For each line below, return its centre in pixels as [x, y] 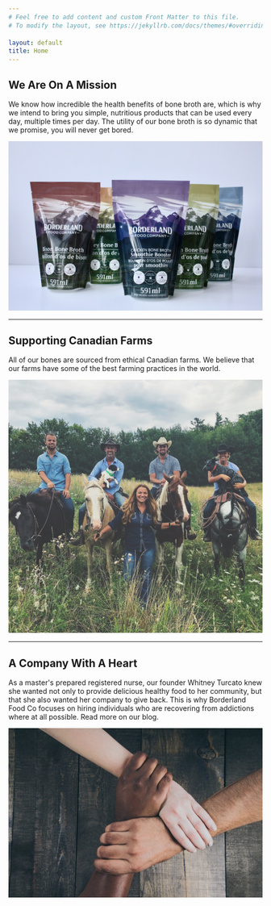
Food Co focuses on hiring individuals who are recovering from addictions [131, 708]
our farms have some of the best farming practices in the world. [115, 369]
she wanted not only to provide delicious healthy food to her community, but [135, 691]
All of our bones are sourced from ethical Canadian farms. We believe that [131, 360]
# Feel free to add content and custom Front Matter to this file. [124, 17]
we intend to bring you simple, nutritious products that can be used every [130, 112]
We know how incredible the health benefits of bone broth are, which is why [135, 104]
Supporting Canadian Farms [81, 340]
